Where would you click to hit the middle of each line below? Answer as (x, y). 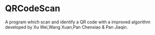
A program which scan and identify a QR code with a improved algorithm (78, 22)
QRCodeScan (33, 9)
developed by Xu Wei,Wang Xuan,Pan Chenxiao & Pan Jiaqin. (67, 27)
